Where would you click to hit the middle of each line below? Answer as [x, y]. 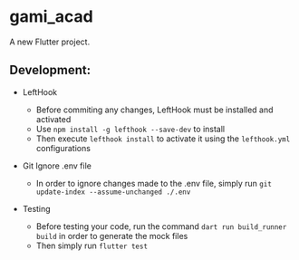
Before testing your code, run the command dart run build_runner [161, 226]
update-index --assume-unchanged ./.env [113, 192]
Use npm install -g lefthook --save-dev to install [130, 129]
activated [53, 119]
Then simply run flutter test [92, 246]
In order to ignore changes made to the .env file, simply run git [154, 183]
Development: [50, 70]
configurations [63, 148]
